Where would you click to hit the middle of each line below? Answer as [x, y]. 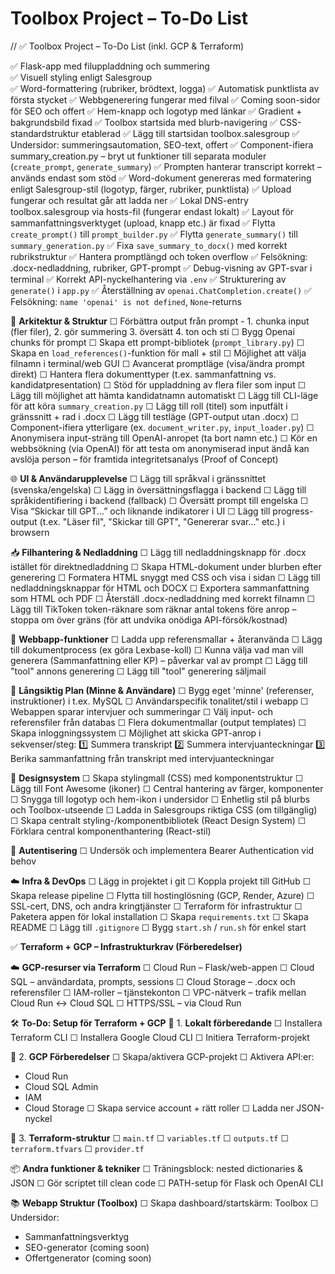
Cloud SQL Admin [61, 1086]
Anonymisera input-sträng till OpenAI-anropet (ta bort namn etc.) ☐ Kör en [164, 438]
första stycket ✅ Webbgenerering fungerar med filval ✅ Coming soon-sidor [165, 99]
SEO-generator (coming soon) [87, 1247]
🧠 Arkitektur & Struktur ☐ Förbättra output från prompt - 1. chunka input [160, 321]
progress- [293, 511]
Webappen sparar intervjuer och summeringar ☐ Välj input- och [142, 711]
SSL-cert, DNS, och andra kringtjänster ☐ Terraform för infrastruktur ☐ [156, 906]
